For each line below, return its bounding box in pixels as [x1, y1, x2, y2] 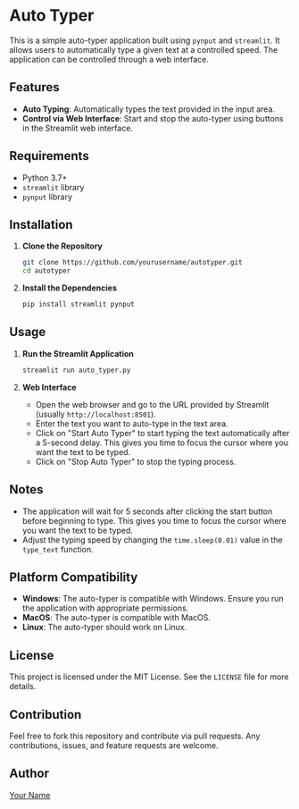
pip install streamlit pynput [21, 300, 136, 309]
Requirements [9, 148, 89, 164]
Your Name [9, 789, 51, 800]
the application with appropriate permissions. [21, 603, 189, 613]
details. [9, 681, 37, 692]
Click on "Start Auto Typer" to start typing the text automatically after [35, 427, 290, 438]
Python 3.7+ [21, 172, 68, 183]
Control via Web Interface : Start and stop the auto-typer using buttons [21, 113, 284, 123]
